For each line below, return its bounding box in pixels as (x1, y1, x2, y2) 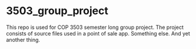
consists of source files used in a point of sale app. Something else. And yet (6, 30, 190, 37)
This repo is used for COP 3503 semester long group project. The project (6, 24, 184, 31)
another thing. (6, 36, 40, 43)
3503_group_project (6, 4, 109, 18)
